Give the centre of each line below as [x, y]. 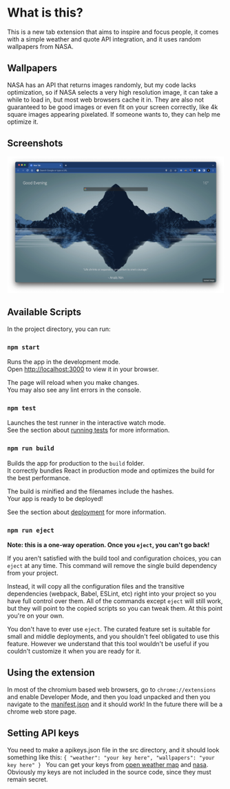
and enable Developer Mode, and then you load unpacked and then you [109, 696]
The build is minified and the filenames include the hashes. [91, 491]
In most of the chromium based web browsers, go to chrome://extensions [112, 690]
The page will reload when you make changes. [73, 383]
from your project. [33, 573]
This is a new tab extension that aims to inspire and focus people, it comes [113, 32]
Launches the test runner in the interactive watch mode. [87, 423]
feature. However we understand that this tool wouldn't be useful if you [108, 644]
